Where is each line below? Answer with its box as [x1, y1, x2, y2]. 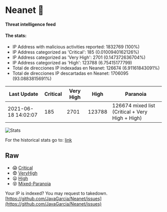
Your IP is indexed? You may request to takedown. [5, 190, 108, 196]
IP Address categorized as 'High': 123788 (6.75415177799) [12, 59, 133, 65]
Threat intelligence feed [5, 21, 56, 27]
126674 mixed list [112, 102, 156, 109]
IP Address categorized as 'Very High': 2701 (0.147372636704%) [12, 54, 146, 60]
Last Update [9, 90, 39, 97]
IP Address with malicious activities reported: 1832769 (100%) [12, 43, 140, 49]
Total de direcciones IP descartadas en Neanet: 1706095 [12, 70, 129, 76]
